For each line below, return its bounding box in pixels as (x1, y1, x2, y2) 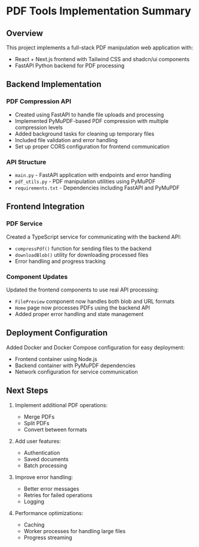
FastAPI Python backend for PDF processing (14, 62, 125, 69)
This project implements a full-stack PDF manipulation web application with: (6, 44, 194, 51)
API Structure (6, 158, 47, 166)
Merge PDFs (23, 413, 55, 420)
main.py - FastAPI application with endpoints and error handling (14, 171, 172, 178)
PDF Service (6, 220, 43, 228)
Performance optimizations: (14, 509, 84, 516)
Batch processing (23, 462, 68, 469)
